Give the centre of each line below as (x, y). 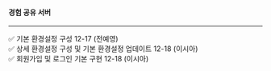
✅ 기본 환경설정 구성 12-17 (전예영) (63, 39)
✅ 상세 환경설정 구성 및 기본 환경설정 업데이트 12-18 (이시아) (103, 49)
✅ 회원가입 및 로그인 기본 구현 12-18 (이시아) (79, 59)
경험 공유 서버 (29, 12)
